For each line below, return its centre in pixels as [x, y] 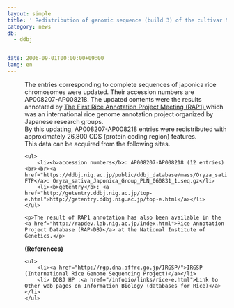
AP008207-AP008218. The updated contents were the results [113, 99]
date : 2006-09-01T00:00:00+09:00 [56, 59]
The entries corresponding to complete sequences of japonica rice [120, 84]
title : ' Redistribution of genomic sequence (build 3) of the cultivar [115, 20]
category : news [29, 26]
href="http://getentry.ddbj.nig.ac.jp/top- [89, 193]
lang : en [20, 65]
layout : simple [29, 14]
